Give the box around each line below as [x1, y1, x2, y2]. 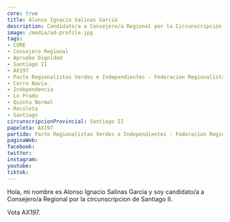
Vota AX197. [7, 208, 41, 216]
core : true [7, 10, 38, 17]
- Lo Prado [7, 93, 38, 100]
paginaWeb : [7, 137, 38, 144]
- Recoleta [7, 105, 38, 112]
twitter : [7, 150, 32, 157]
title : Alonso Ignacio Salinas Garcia [7, 16, 118, 23]
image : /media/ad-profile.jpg [7, 29, 94, 36]
